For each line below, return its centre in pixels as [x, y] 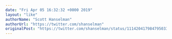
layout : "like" [21, 15]
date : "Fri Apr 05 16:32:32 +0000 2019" [49, 10]
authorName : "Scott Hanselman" [39, 19]
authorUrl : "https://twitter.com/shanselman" [55, 24]
